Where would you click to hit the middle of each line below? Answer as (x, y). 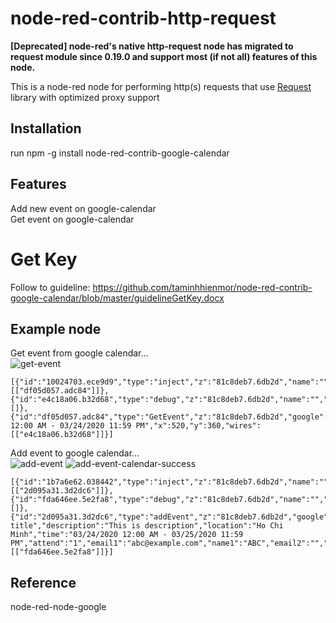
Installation (46, 128)
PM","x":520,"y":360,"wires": (198, 426)
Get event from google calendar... (79, 353)
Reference (43, 582)
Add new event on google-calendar (83, 208)
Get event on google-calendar (72, 219)
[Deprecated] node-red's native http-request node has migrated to (152, 46)
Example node (56, 328)
